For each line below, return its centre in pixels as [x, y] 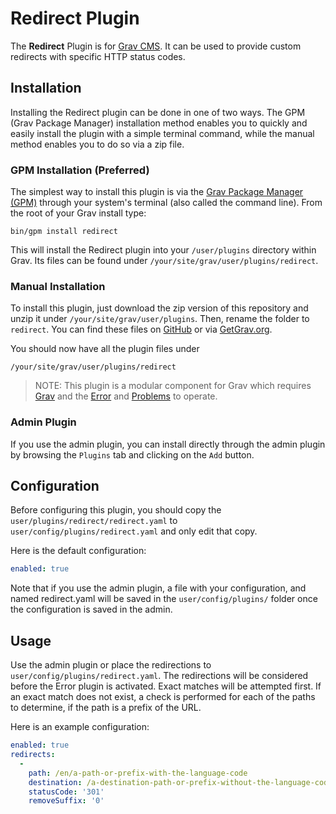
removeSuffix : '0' [66, 801]
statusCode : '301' [66, 792]
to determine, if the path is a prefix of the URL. [106, 708]
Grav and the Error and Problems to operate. [126, 396]
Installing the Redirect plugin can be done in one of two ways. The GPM [158, 112]
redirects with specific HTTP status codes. [98, 56]
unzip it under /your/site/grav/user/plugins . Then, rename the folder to [160, 319]
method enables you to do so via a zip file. [97, 144]
